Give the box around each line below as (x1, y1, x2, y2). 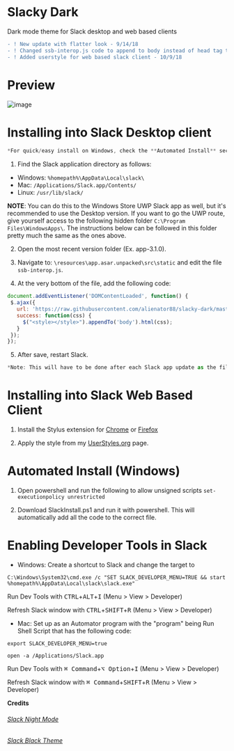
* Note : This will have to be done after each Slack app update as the (7, 364, 217, 371)
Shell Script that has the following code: (17, 627, 132, 635)
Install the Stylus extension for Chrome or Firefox (17, 425, 158, 434)
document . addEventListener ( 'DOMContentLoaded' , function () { (7, 293, 189, 300)
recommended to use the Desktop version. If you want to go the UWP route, (7, 210, 225, 218)
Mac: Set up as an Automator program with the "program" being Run (17, 619, 214, 627)
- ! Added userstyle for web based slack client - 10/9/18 (7, 54, 182, 61)
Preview (7, 77, 56, 93)
